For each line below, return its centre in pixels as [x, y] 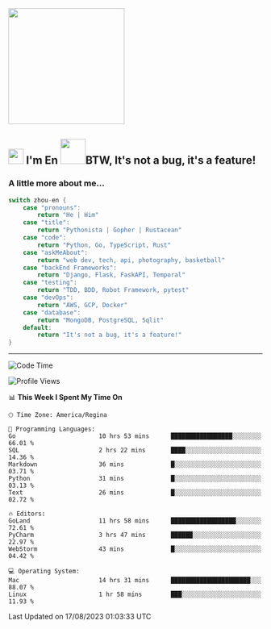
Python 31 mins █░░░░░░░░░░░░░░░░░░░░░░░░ [135, 479]
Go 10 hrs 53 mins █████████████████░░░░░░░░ [135, 436]
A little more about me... [56, 183]
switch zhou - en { [38, 200]
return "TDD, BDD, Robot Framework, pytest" [113, 290]
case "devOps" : [48, 298]
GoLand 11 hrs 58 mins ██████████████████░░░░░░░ [135, 521]
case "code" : [45, 238]
